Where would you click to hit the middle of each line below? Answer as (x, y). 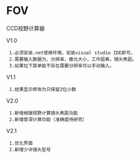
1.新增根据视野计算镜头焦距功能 (43, 113)
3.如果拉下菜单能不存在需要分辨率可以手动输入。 (61, 66)
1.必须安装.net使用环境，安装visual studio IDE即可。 (72, 52)
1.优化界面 (21, 143)
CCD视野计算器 (26, 28)
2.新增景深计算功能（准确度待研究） (48, 120)
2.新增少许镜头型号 (30, 149)
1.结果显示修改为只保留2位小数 (43, 89)
